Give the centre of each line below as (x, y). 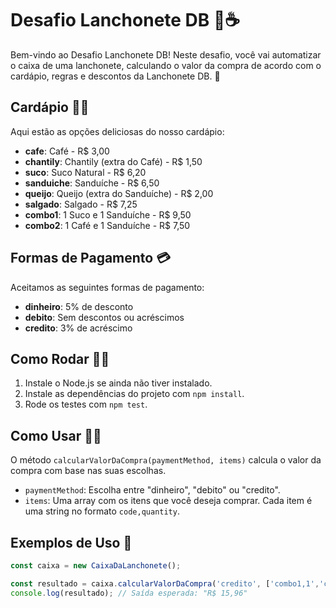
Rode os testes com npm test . (86, 404)
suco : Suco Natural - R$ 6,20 (85, 172)
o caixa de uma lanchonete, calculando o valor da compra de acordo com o (166, 65)
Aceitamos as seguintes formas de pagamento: (107, 287)
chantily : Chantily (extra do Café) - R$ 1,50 (113, 161)
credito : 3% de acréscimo (78, 328)
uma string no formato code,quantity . (102, 511)
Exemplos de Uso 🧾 (71, 542)
